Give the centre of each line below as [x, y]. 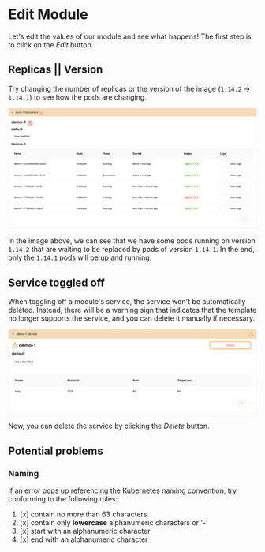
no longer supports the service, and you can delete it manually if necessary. [131, 318]
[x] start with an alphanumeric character [85, 531]
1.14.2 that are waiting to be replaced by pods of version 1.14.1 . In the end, [131, 250]
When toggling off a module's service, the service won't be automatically [127, 302]
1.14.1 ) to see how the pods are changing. [78, 97]
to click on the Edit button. [51, 44]
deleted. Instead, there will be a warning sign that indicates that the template [132, 310]
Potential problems [56, 451]
